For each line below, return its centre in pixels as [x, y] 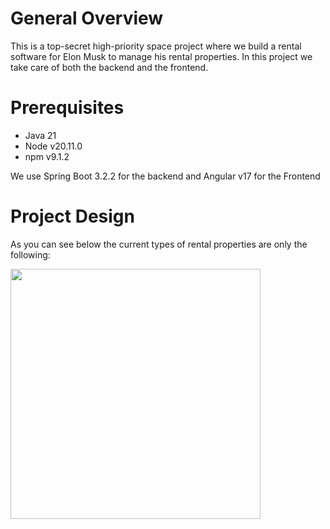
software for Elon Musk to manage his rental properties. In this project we [161, 56]
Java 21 [40, 135]
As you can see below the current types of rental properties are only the [159, 244]
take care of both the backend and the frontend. [109, 67]
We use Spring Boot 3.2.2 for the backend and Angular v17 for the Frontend [165, 176]
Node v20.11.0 [53, 146]
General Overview [87, 18]
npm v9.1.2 [47, 156]
